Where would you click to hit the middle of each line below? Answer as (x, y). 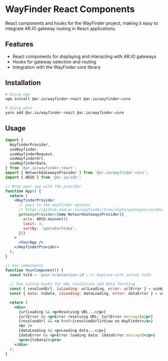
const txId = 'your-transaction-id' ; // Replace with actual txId (80, 275)
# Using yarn (19, 108)
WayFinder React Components (70, 9)
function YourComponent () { (34, 270)
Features (19, 44)
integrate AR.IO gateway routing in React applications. (61, 28)
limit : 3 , (33, 224)
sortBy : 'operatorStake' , (50, 228)
